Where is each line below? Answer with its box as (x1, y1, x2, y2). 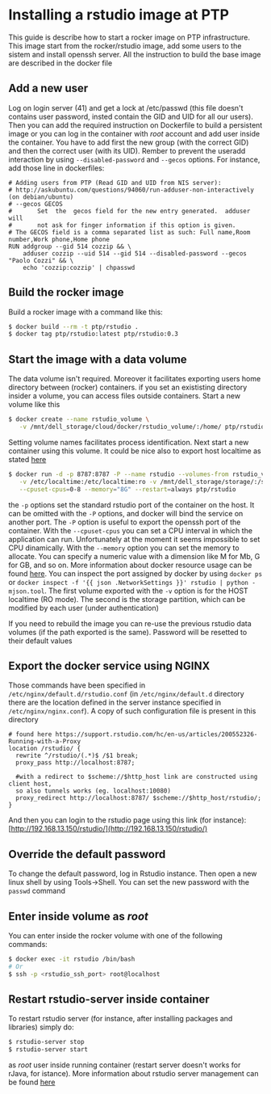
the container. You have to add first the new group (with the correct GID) (8, 137, 249, 147)
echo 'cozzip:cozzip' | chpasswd (23, 263, 135, 271)
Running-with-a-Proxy (8, 738, 81, 746)
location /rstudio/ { (8, 745, 81, 753)
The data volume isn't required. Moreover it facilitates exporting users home (8, 374, 261, 384)
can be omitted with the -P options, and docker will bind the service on (8, 508, 244, 518)
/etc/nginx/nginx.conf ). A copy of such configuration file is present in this (8, 706, 256, 716)
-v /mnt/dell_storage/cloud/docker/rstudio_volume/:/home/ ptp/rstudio (19, 423, 265, 431)
